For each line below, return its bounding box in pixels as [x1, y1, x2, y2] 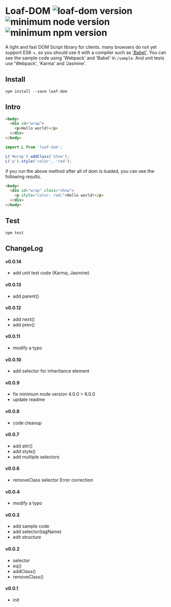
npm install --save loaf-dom [5, 89, 67, 94]
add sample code [12, 523, 50, 530]
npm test [5, 230, 24, 236]
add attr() [12, 443, 33, 449]
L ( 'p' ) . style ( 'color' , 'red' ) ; [5, 159, 72, 164]
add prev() [12, 321, 35, 328]
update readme [12, 397, 45, 403]
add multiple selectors [12, 454, 60, 460]
